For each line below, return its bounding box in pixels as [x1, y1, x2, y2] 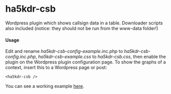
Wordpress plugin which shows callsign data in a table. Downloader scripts [5, 20, 163, 26]
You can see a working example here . [5, 83, 85, 89]
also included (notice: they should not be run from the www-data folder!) [5, 25, 158, 31]
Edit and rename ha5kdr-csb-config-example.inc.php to [5, 48, 124, 54]
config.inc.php [5, 54, 36, 60]
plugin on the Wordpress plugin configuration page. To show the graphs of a [5, 59, 166, 65]
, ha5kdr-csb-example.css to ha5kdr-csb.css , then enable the [35, 54, 166, 60]
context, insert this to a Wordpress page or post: [5, 65, 107, 71]
